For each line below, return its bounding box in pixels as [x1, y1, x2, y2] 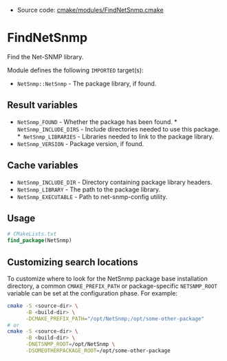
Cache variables [7, 160, 78, 172]
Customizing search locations [7, 256, 139, 268]
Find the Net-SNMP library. [7, 52, 84, 61]
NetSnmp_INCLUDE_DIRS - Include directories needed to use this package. [17, 125, 220, 133]
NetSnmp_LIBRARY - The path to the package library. [17, 185, 161, 194]
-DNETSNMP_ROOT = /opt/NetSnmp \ [25, 341, 116, 348]
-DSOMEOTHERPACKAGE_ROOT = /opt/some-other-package [25, 347, 171, 354]
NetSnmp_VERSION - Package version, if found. [17, 139, 144, 147]
